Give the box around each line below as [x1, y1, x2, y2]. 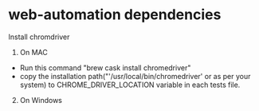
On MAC [19, 47, 48, 57]
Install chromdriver [8, 32, 70, 42]
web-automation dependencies [8, 6, 222, 24]
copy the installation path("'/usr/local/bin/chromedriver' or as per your [19, 71, 251, 81]
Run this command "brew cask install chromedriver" [19, 62, 191, 73]
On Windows [19, 95, 62, 105]
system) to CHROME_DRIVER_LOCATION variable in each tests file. [19, 80, 241, 89]
